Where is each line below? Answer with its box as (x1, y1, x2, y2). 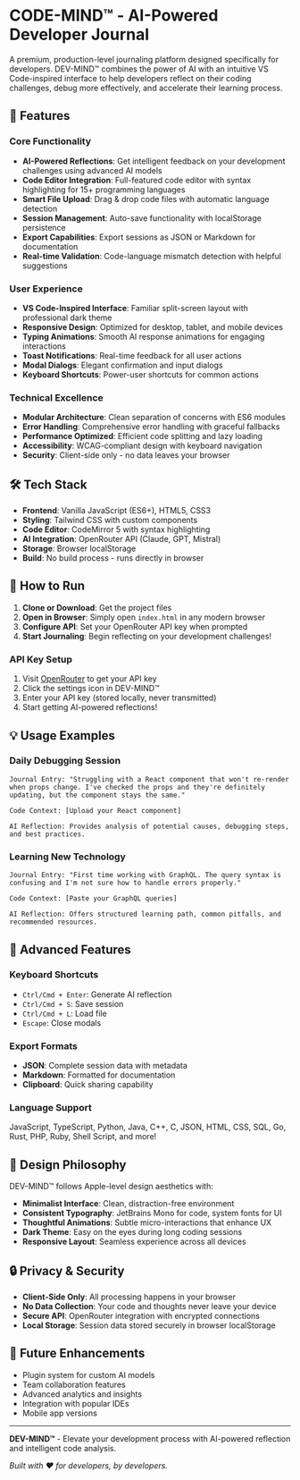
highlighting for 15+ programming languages (21, 184, 186, 195)
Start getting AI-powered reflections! (21, 702, 158, 713)
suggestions (21, 260, 69, 271)
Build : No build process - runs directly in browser (21, 553, 204, 563)
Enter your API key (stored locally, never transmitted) (21, 692, 217, 703)
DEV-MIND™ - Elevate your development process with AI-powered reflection (9, 1433, 291, 1444)
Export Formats (9, 1039, 79, 1052)
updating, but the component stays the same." (9, 791, 186, 799)
